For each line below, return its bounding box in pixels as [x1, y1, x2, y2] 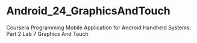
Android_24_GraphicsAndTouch [6, 4, 170, 18]
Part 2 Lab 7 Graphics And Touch [6, 30, 89, 37]
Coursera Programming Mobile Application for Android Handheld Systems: [6, 24, 192, 31]
